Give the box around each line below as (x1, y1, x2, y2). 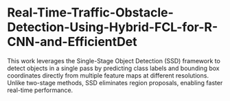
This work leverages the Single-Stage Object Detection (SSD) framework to (7, 56, 221, 65)
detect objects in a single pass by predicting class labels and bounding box (7, 64, 220, 72)
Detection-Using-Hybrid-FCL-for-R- (7, 19, 218, 35)
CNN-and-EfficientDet (7, 34, 137, 49)
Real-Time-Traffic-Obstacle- (7, 5, 174, 21)
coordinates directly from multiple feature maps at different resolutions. (7, 71, 209, 80)
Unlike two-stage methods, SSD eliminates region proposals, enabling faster (7, 78, 223, 87)
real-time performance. (7, 86, 73, 94)
